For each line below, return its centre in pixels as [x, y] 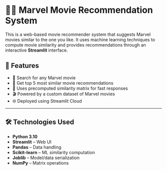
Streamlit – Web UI [32, 142]
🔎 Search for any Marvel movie [44, 78]
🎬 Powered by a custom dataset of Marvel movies [64, 94]
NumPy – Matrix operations [41, 163]
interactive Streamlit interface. [37, 50]
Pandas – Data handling [37, 147]
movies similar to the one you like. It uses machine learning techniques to [80, 40]
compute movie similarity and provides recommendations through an [76, 45]
